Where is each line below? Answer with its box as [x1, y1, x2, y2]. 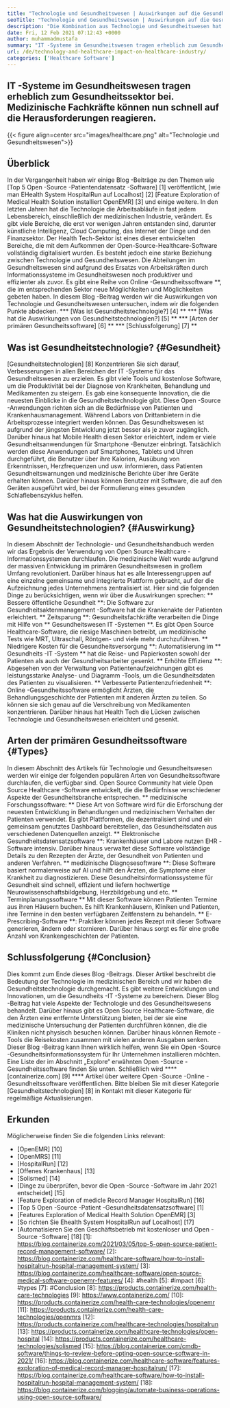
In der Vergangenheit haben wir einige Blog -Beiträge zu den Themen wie [7, 176, 215, 184]
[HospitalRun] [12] [16, 1159, 68, 1168]
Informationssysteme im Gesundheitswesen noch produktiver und [7, 270, 193, 279]
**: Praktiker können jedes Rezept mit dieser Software [68, 917, 221, 925]
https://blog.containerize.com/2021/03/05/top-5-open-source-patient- [16, 1240, 218, 1248]
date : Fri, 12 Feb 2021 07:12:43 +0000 [7, 29, 121, 36]
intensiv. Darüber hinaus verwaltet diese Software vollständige [34, 844, 211, 852]
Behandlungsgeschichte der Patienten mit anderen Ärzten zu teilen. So [7, 693, 207, 701]
